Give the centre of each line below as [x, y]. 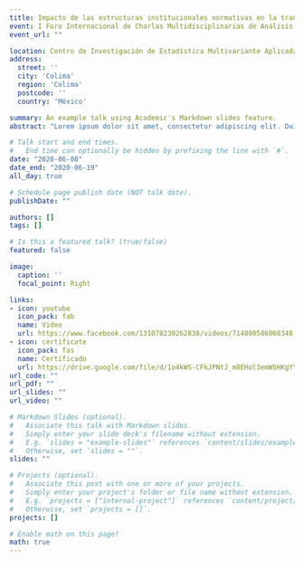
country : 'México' [52, 101]
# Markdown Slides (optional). [68, 417]
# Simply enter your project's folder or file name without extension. [152, 492]
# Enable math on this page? [64, 534]
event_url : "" [36, 34]
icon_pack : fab [46, 317]
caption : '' [40, 275]
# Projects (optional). [54, 476]
